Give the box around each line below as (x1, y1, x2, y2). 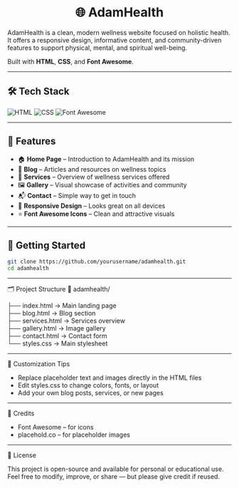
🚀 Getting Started (7, 239, 86, 251)
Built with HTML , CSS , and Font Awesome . (7, 57, 134, 66)
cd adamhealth (7, 265, 50, 272)
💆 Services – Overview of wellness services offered (17, 172, 170, 181)
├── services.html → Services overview (7, 316, 126, 325)
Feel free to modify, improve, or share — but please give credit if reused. (7, 472, 221, 481)
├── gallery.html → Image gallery (7, 324, 106, 333)
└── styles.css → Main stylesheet (7, 339, 108, 348)
